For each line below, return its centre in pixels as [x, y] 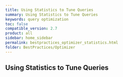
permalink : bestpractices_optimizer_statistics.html [62, 43]
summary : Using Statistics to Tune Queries [52, 15]
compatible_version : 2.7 [31, 29]
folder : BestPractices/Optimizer [40, 47]
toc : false [17, 24]
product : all [19, 33]
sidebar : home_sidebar [29, 38]
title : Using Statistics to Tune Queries [49, 10]
